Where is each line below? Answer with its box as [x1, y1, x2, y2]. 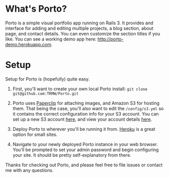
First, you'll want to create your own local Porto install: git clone [12, 86, 148, 92]
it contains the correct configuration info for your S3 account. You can [12, 111, 159, 117]
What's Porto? [5, 3, 67, 15]
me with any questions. [5, 167, 54, 173]
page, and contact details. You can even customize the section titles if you [5, 30, 160, 37]
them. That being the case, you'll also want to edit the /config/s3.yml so [12, 105, 164, 112]
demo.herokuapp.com [5, 41, 52, 47]
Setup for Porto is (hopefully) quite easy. [5, 76, 90, 82]
